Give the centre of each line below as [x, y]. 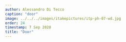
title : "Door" [20, 32]
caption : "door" [21, 14]
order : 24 [15, 23]
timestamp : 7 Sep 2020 [28, 28]
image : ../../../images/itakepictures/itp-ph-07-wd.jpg [63, 18]
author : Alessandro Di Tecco [35, 9]
